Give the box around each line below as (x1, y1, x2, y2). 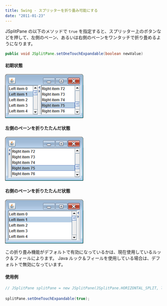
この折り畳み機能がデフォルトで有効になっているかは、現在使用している (5, 249, 153, 255)
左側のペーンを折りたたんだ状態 (5, 125, 71, 131)
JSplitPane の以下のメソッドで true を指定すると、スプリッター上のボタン (5, 28, 158, 34)
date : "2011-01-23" (5, 13, 46, 18)
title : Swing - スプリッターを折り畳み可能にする (5, 8, 98, 13)
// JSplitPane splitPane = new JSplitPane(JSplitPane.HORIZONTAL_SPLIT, (5, 286, 159, 291)
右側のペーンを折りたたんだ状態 (5, 188, 71, 194)
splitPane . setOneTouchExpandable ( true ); (5, 296, 90, 301)
